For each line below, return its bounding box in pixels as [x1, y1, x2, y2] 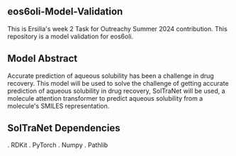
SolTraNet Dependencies [7, 122, 120, 134]
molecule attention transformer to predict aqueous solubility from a [7, 94, 203, 102]
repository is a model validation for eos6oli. [7, 32, 133, 40]
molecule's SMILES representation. [7, 101, 110, 110]
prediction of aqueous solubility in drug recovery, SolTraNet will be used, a [7, 87, 225, 95]
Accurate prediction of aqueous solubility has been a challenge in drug [7, 71, 214, 80]
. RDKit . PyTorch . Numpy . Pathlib [7, 141, 108, 150]
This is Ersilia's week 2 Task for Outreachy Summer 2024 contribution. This [7, 24, 228, 33]
